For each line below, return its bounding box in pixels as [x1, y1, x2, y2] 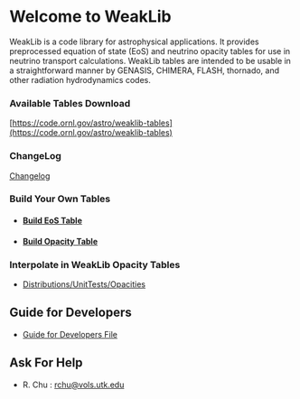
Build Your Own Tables [9, 192, 111, 205]
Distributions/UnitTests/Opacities [22, 278, 146, 290]
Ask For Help [9, 355, 83, 371]
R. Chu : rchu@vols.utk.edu [22, 379, 125, 390]
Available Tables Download [9, 97, 131, 109]
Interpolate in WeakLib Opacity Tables [9, 258, 181, 271]
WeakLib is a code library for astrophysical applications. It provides [9, 36, 259, 47]
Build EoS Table [22, 215, 83, 227]
